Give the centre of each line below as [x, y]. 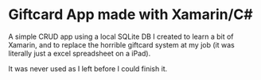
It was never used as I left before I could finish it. [88, 68]
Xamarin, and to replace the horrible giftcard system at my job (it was [121, 44]
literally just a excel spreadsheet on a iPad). [80, 53]
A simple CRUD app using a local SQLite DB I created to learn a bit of [121, 36]
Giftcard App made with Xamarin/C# [130, 15]
